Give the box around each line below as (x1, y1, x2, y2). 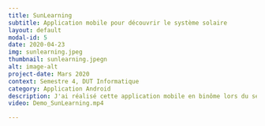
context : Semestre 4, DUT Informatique (8, 77, 140, 85)
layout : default (8, 26, 62, 34)
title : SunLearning (8, 11, 73, 20)
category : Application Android (8, 84, 111, 93)
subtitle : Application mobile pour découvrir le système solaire (8, 19, 227, 27)
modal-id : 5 (8, 33, 47, 42)
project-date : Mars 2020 (8, 70, 90, 78)
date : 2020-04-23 (8, 41, 65, 49)
